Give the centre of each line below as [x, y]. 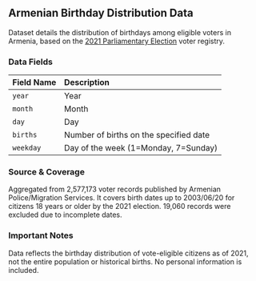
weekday [27, 148]
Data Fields [31, 62]
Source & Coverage [47, 172]
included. [24, 270]
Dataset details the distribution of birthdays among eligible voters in [120, 32]
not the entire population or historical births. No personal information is [125, 261]
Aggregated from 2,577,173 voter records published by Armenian [115, 189]
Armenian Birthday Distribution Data [101, 13]
